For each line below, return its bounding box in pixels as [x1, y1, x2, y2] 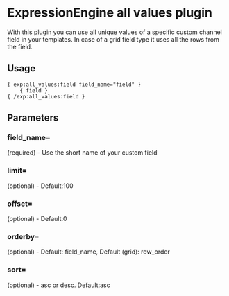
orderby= [7, 232, 40, 241]
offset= [7, 199, 33, 209]
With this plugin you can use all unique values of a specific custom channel [7, 28, 222, 36]
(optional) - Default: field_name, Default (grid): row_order [7, 247, 170, 256]
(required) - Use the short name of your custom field [7, 148, 158, 157]
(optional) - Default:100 [7, 182, 74, 190]
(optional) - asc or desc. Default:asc [7, 281, 110, 289]
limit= [7, 166, 28, 175]
